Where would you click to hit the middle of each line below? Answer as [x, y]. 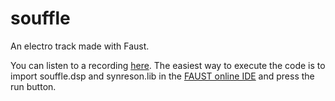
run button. [33, 86]
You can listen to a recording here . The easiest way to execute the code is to [168, 65]
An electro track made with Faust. [80, 46]
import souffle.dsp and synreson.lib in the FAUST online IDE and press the [162, 76]
